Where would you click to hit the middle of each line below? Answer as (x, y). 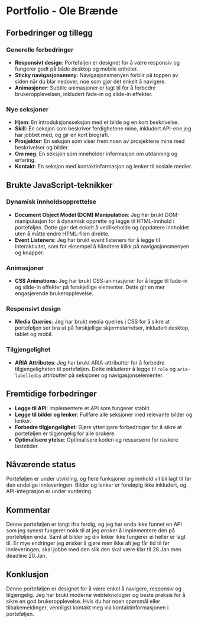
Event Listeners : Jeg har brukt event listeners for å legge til (87, 240)
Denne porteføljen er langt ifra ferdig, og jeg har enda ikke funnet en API (94, 524)
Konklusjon (27, 574)
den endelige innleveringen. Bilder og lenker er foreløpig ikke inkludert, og (96, 485)
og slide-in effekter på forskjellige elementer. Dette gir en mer (90, 287)
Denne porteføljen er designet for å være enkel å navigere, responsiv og (94, 589)
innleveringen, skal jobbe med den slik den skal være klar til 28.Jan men (94, 549)
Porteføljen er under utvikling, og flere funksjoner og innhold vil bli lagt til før (99, 479)
